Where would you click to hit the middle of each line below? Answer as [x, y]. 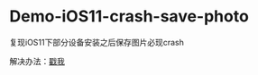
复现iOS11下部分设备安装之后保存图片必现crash [97, 42]
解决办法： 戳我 [37, 61]
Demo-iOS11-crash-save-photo [129, 17]
